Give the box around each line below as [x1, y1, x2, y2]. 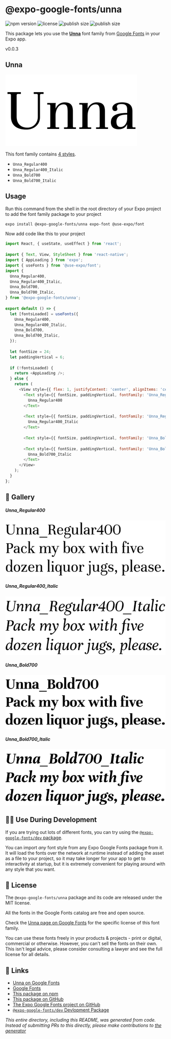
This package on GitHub [12, 996, 64, 1002]
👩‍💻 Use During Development [5, 815, 97, 824]
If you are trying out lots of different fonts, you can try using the [5, 829, 139, 835]
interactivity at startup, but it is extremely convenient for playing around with [5, 860, 165, 867]
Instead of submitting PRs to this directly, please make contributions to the [5, 1022, 162, 1029]
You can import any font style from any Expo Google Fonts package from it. [5, 844, 164, 850]
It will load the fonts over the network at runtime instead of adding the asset [5, 850, 164, 856]
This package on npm [12, 991, 59, 997]
